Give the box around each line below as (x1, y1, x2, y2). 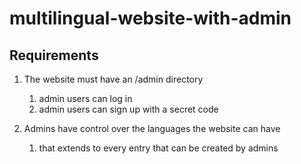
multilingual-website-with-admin (9, 7, 292, 30)
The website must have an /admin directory (23, 73, 204, 85)
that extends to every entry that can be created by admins (38, 142, 279, 154)
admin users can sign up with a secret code (38, 103, 219, 115)
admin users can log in (38, 93, 133, 104)
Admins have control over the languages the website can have (23, 123, 281, 134)
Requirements (9, 47, 99, 64)
